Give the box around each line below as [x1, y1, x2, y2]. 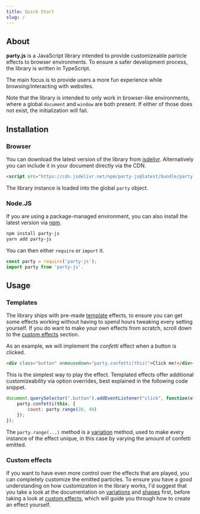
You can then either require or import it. [6, 247, 104, 254]
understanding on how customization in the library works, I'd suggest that [6, 482, 187, 489]
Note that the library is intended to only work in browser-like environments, [6, 94, 190, 101]
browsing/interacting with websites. [6, 83, 94, 90]
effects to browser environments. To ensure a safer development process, [6, 58, 188, 66]
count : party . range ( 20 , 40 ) [27, 406, 97, 412]
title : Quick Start [6, 8, 55, 15]
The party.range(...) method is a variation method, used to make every [6, 428, 185, 435]
